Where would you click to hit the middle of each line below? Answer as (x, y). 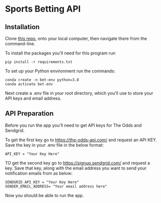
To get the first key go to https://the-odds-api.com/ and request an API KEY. (81, 140)
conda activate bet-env (29, 84)
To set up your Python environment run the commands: (60, 71)
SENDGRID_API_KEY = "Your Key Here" (42, 182)
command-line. (20, 44)
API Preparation (29, 113)
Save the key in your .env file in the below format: (55, 145)
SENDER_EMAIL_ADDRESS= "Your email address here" (56, 186)
